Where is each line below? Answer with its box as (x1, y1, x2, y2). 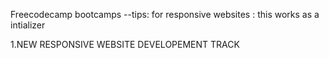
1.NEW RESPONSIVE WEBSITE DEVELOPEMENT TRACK (10, 39, 240, 50)
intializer (10, 19, 46, 31)
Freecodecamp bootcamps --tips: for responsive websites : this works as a (10, 9, 320, 20)
